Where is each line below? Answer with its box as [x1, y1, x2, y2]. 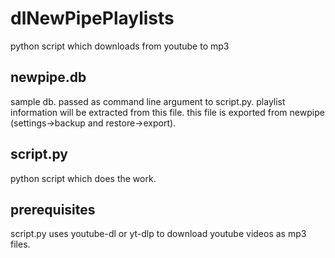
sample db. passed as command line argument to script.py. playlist [10, 95, 286, 107]
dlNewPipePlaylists [10, 7, 175, 30]
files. [10, 238, 31, 251]
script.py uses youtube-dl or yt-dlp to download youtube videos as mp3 [10, 228, 307, 240]
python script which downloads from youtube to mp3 [10, 40, 230, 52]
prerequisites [10, 201, 96, 218]
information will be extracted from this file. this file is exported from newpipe [10, 106, 325, 118]
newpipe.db [10, 69, 87, 86]
